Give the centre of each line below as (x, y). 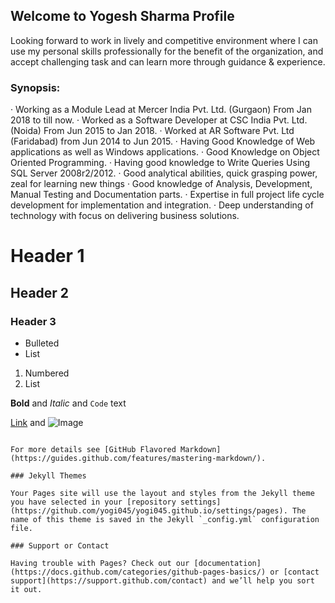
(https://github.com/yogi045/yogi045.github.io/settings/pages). (149, 510)
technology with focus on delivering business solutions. (125, 216)
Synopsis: (35, 87)
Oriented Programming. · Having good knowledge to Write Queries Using (160, 163)
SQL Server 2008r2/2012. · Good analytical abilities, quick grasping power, (164, 173)
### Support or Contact (60, 545)
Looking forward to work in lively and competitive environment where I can (164, 40)
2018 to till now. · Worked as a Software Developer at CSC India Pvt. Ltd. (159, 120)
